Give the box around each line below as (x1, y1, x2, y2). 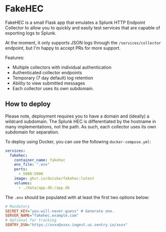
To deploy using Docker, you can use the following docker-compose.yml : (5, 138, 151, 144)
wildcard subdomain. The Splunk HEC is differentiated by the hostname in (5, 118, 157, 124)
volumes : (14, 180, 32, 186)
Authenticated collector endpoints (12, 69, 82, 75)
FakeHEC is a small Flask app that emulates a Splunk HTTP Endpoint (5, 19, 146, 25)
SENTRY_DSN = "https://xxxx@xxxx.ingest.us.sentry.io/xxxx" (5, 223, 128, 228)
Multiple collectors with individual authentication (12, 64, 112, 70)
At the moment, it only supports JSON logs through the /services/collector (5, 39, 162, 45)
